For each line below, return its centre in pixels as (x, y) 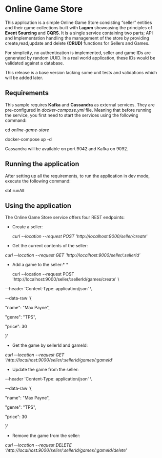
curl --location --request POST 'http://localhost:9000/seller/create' (80, 236)
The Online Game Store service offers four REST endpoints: (65, 218)
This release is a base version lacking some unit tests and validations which (81, 72)
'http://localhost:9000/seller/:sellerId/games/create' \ (66, 279)
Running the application (42, 164)
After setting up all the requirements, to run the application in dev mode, (77, 176)
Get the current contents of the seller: (50, 246)
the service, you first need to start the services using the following (72, 115)
